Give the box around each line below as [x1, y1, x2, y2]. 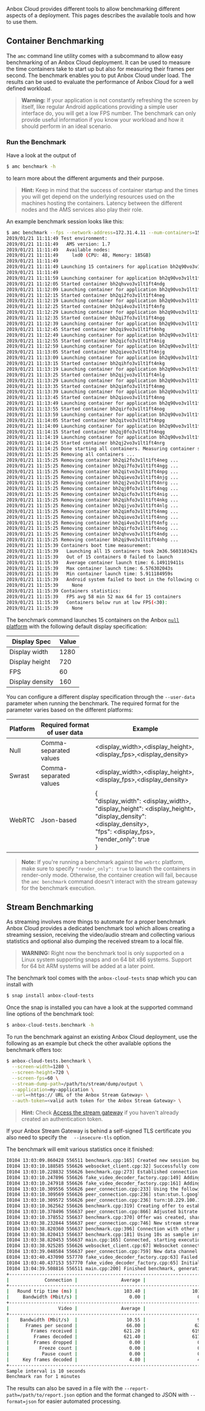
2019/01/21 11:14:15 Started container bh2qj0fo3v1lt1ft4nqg [6, 428, 165, 435]
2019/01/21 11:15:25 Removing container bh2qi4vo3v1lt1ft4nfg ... [6, 519, 179, 526]
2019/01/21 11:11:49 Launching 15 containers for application [6, 264, 168, 270]
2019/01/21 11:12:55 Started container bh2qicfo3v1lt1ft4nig [6, 338, 165, 344]
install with [6, 981, 34, 988]
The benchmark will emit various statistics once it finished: [6, 1145, 154, 1153]
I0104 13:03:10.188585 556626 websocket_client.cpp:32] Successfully [6, 1163, 187, 1169]
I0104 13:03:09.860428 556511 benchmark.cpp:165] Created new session [6, 1158, 190, 1164]
